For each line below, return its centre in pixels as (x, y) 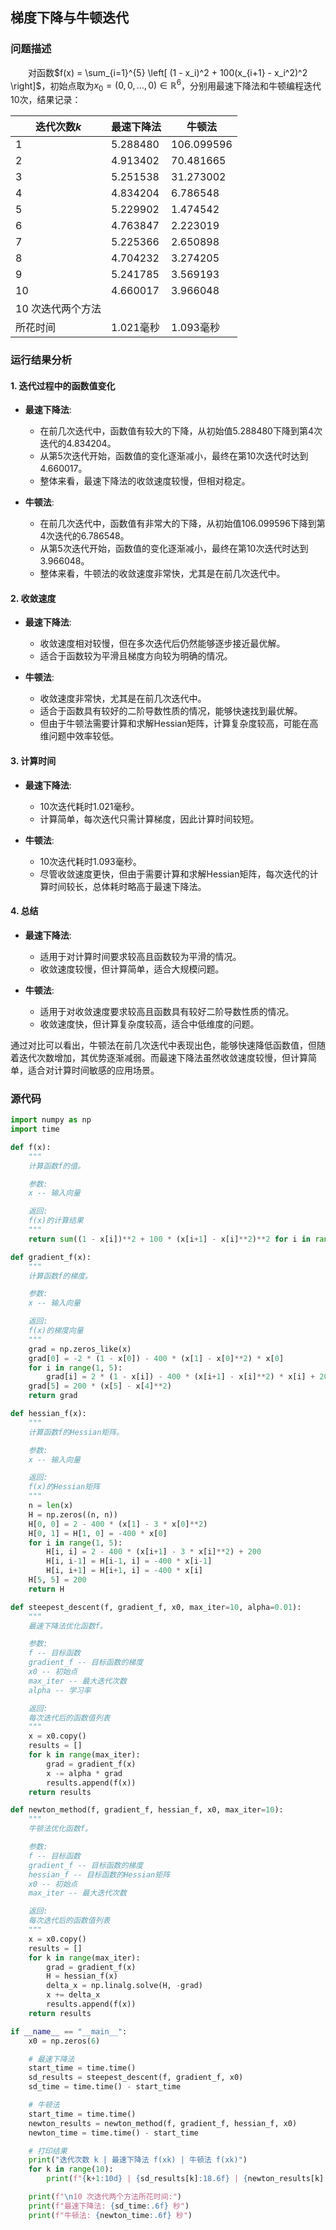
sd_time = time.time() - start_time (105, 2087)
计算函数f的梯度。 (60, 1276)
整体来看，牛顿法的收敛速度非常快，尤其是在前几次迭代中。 (162, 574)
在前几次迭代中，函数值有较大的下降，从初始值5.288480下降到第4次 (181, 431)
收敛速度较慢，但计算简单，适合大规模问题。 (132, 969)
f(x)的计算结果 (56, 1221)
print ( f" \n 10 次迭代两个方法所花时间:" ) (105, 2197)
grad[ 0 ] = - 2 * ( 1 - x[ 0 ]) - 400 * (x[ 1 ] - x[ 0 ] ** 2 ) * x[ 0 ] (156, 1358)
